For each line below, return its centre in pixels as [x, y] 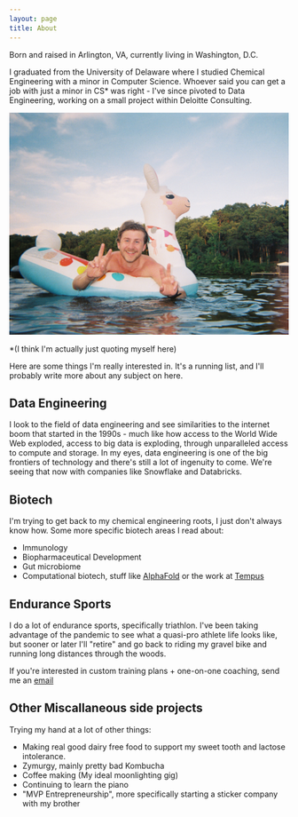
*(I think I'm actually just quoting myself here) [93, 349]
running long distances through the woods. [88, 654]
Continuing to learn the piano [75, 784]
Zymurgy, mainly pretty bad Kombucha [93, 765]
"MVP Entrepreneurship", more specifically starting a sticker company [150, 794]
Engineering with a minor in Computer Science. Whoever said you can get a [147, 81]
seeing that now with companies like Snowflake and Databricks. [125, 472]
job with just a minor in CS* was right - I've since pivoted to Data [127, 91]
